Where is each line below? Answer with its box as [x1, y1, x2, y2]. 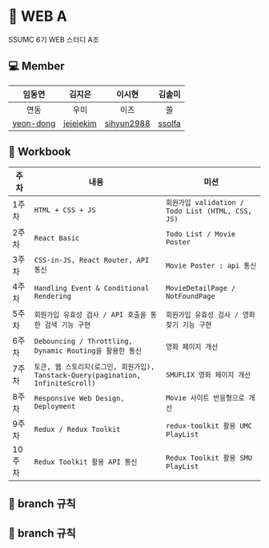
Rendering [34, 292, 72, 300]
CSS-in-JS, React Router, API [34, 256, 150, 264]
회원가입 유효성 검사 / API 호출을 [34, 310, 147, 319]
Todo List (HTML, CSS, [165, 206, 252, 216]
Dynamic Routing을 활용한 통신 [34, 346, 142, 355]
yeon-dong [12, 118, 56, 129]
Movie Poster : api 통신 [165, 260, 257, 270]
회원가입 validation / [165, 198, 245, 207]
